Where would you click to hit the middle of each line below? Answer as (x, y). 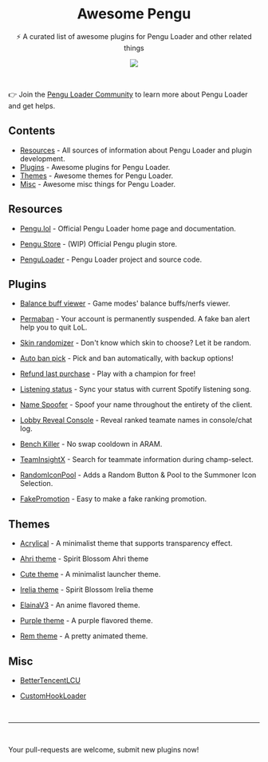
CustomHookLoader (53, 696)
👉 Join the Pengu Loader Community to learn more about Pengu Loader (128, 94)
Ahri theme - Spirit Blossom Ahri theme (84, 559)
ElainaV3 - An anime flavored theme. (80, 605)
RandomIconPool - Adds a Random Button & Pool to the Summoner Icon (138, 475)
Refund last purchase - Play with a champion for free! (108, 374)
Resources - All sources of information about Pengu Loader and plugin (136, 150)
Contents (32, 131)
